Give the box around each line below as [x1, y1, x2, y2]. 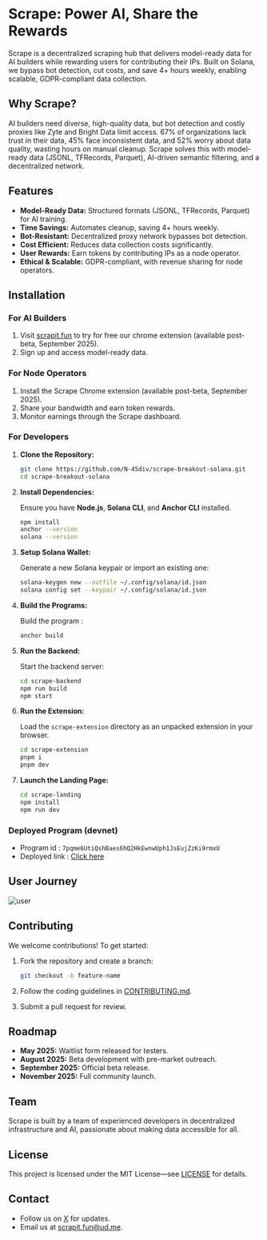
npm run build [19, 685, 67, 693]
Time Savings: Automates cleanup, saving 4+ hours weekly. [19, 222, 219, 232]
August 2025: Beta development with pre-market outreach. [19, 1055, 217, 1064]
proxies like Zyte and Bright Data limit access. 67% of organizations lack [8, 127, 246, 136]
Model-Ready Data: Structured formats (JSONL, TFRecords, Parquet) [19, 205, 250, 215]
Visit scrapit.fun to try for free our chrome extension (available [19, 330, 225, 341]
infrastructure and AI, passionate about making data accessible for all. [8, 1125, 240, 1134]
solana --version [19, 533, 78, 541]
